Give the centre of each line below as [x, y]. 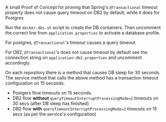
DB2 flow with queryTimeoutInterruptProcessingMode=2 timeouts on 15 [85, 109]
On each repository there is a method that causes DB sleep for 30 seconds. [83, 72]
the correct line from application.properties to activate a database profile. [83, 33]
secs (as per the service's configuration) [54, 114]
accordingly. [18, 63]
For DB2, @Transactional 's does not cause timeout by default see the [76, 52]
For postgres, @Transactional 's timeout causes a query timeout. [71, 42]
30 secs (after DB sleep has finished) [50, 103]
